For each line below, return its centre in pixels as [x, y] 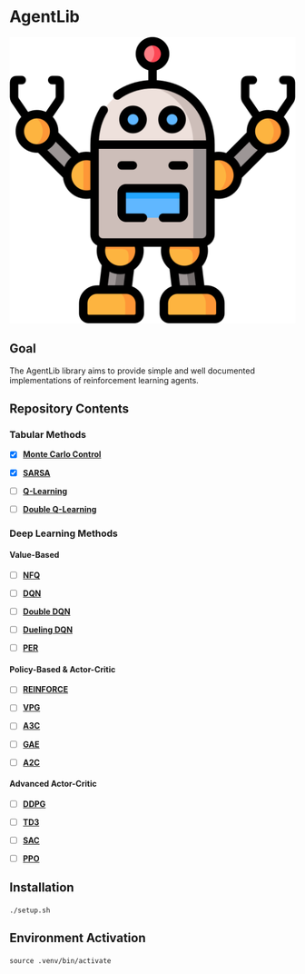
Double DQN [46, 611]
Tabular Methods [48, 435]
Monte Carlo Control [62, 454]
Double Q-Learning [59, 509]
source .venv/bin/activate [60, 960]
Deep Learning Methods [64, 533]
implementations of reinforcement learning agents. [104, 380]
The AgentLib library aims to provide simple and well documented [133, 371]
